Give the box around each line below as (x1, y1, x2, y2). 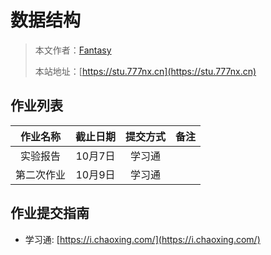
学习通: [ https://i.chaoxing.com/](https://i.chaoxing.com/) (24, 233, 261, 245)
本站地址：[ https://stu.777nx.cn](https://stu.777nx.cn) (34, 65, 257, 77)
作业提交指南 (10, 205, 90, 222)
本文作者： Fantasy (34, 44, 112, 56)
